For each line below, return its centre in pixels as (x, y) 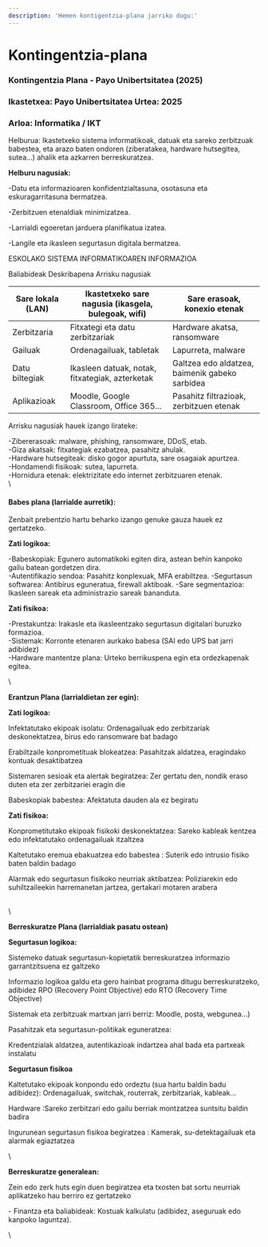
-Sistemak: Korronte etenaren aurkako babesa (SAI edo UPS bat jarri (121, 641)
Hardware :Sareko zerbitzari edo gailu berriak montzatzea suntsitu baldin (128, 1108)
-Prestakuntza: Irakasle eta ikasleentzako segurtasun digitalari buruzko (125, 624)
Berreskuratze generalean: (54, 1172)
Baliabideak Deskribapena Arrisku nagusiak (80, 274)
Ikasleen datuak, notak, (113, 368)
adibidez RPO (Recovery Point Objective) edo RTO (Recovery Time (118, 990)
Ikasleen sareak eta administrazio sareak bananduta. (95, 593)
